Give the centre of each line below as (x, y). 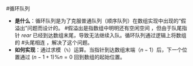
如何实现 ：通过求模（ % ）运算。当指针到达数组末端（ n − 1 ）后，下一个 (98, 50)
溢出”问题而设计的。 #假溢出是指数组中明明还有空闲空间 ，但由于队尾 (98, 28)
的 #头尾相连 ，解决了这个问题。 (54, 43)
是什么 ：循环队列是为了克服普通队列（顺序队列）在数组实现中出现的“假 (100, 21)
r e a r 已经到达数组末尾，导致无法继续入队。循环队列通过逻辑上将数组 (104, 35)
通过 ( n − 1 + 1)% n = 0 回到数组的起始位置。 (73, 57)
